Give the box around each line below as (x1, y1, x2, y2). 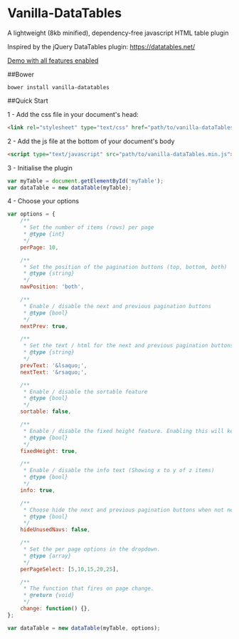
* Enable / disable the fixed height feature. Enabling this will (23, 427, 224, 434)
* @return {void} (23, 592, 75, 599)
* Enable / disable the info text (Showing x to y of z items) (23, 467, 215, 474)
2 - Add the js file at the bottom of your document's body (7, 137, 175, 145)
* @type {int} (23, 230, 65, 238)
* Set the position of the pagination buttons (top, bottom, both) (23, 263, 228, 270)
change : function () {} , (20, 605, 91, 613)
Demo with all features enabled (7, 56, 99, 65)
